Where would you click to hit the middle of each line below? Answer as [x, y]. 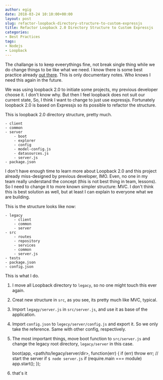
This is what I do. [22, 275]
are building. [18, 197]
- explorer [25, 140]
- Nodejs [14, 46]
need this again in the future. [34, 80]
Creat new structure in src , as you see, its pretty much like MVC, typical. [85, 300]
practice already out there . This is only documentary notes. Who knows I [78, 75]
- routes [23, 237]
